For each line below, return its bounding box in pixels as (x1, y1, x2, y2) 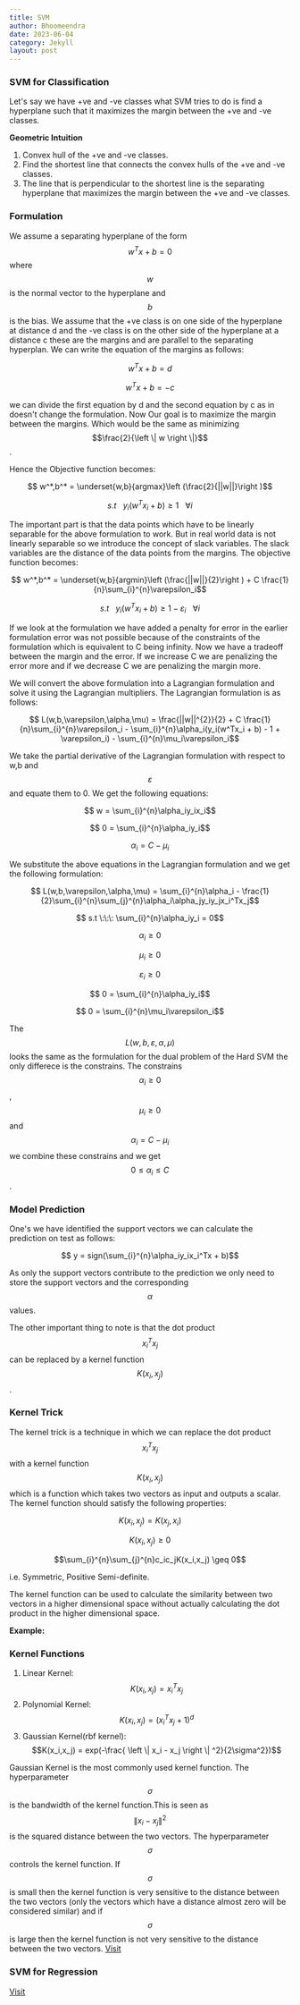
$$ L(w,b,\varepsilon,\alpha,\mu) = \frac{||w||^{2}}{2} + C (29, 714, 242, 724)
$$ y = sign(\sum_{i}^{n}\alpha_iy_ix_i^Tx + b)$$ (61, 1250, 239, 1261)
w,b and (9, 759, 38, 770)
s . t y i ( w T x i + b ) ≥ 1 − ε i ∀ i (99, 601, 201, 615)
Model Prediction (9, 1203, 86, 1215)
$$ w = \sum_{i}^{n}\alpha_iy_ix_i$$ (83, 805, 217, 816)
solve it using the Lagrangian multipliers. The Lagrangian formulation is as (9, 687, 281, 698)
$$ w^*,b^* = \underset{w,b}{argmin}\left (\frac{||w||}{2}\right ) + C (11, 574, 260, 586)
